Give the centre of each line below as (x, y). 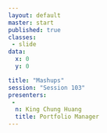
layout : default (34, 15)
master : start (31, 23)
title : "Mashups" (36, 80)
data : (17, 52)
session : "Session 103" (47, 88)
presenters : (27, 95)
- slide (24, 45)
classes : (22, 37)
